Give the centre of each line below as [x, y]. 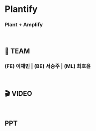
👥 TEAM [17, 51]
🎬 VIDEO [18, 94]
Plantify [21, 9]
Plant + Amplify [24, 25]
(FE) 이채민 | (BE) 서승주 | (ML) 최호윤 [48, 66]
